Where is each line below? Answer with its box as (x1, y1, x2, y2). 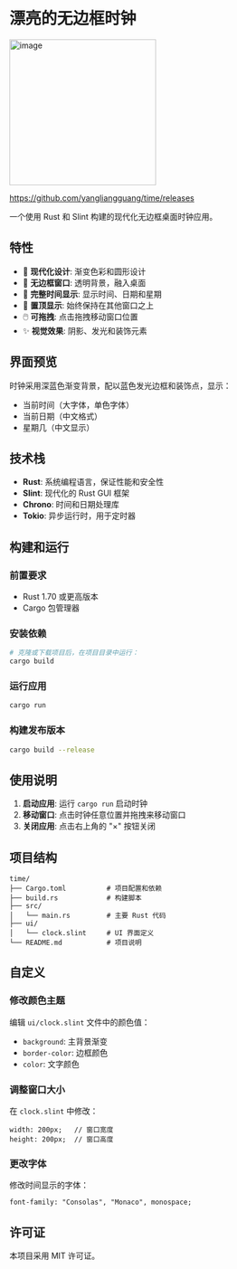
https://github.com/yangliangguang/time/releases (9, 192, 194, 204)
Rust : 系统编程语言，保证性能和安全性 (22, 477, 165, 488)
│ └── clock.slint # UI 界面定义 (9, 929, 155, 938)
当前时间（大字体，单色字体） (22, 399, 134, 410)
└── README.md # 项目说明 (9, 938, 142, 948)
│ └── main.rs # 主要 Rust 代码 (9, 911, 166, 921)
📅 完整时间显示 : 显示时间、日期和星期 (22, 289, 162, 299)
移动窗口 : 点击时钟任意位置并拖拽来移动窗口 (22, 810, 186, 820)
